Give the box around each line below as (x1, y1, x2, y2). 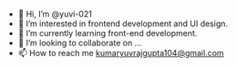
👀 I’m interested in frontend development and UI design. (17, 18, 229, 29)
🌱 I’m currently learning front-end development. (17, 28, 198, 38)
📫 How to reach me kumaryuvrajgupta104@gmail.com (17, 48, 225, 58)
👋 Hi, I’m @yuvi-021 (17, 9, 93, 19)
